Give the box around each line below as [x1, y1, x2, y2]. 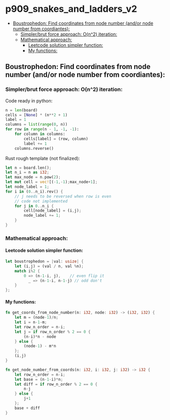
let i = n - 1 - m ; [14, 320, 47, 325]
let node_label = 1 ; [5, 184, 50, 189]
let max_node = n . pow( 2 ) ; [5, 174, 61, 180]
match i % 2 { [14, 268, 40, 273]
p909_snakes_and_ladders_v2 [5, 3, 138, 15]
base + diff [14, 405, 40, 411]
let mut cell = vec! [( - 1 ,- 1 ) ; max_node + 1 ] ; [5, 180, 98, 185]
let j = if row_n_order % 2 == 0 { [14, 329, 91, 335]
